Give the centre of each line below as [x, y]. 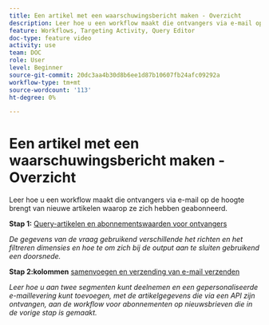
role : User [27, 61]
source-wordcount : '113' [50, 90]
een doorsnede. [35, 256]
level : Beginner [36, 68]
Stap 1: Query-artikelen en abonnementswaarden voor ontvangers [118, 224]
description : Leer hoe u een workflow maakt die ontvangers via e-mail [131, 23]
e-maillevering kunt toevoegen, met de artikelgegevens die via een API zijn [132, 295]
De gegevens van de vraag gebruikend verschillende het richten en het [126, 240]
